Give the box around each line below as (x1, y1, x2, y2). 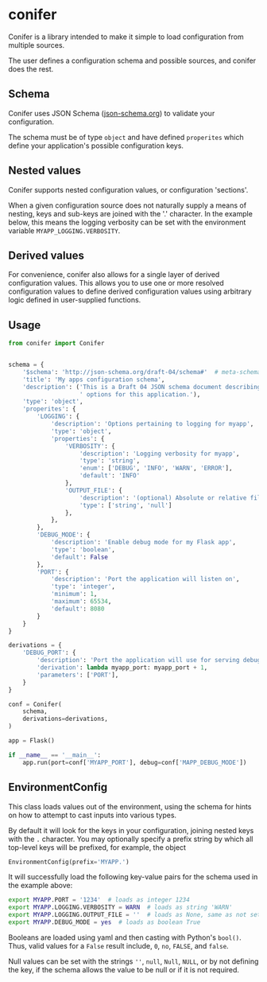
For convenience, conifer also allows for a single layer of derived (8, 270, 220, 279)
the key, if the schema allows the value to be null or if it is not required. (8, 964, 240, 974)
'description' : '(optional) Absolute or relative (79, 493, 247, 502)
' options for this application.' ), (79, 390, 201, 399)
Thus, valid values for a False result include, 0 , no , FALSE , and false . (8, 941, 229, 950)
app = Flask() (8, 737, 56, 745)
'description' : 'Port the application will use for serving (37, 657, 240, 664)
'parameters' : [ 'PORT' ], (37, 671, 119, 679)
